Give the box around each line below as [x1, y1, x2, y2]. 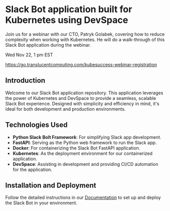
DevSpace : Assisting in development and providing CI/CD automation [12, 161, 159, 167]
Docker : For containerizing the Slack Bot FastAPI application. [12, 145, 141, 151]
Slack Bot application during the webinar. [5, 42, 91, 48]
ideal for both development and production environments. [5, 105, 126, 112]
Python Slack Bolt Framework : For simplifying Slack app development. [12, 134, 161, 140]
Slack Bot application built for [5, 4, 132, 15]
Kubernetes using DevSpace [5, 14, 128, 26]
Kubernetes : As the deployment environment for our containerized [12, 150, 153, 156]
